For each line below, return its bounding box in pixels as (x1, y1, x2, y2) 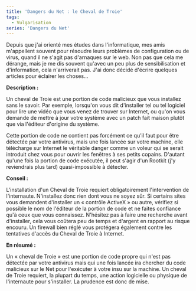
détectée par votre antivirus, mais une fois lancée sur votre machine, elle (6, 138, 183, 145)
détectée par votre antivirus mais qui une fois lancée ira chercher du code (6, 259, 186, 266)
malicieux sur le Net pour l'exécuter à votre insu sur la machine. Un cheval (6, 266, 187, 273)
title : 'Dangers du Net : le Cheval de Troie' (6, 8, 123, 15)
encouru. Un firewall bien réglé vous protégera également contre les (6, 224, 172, 231)
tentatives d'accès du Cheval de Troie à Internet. (6, 230, 125, 237)
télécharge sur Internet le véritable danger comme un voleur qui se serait (6, 145, 184, 152)
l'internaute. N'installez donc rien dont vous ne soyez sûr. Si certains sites (6, 192, 186, 200)
